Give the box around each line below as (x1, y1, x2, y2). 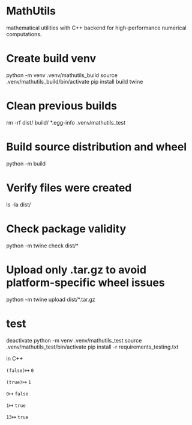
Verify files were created (6, 181, 132, 194)
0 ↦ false (6, 389, 29, 397)
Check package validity (6, 222, 127, 235)
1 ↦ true (6, 402, 26, 409)
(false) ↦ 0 (6, 366, 34, 374)
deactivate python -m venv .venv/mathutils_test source (6, 337, 142, 344)
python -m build (6, 160, 46, 167)
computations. (6, 30, 42, 37)
